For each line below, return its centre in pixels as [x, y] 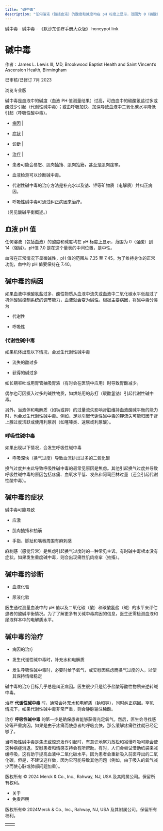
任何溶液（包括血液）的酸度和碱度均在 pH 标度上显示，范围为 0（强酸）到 [79, 242]
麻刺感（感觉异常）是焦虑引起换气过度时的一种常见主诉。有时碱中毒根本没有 [81, 551]
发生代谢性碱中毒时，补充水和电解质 [48, 660]
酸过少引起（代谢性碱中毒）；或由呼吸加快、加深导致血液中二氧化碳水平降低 [81, 107]
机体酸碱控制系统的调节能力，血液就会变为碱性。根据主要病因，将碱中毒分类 [81, 300]
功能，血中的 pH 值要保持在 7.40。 [40, 264]
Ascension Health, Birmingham [36, 70]
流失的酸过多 [25, 362]
